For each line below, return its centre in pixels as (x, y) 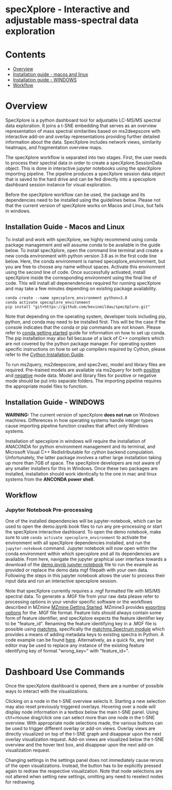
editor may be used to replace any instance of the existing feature (75, 645)
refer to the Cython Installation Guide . (45, 354)
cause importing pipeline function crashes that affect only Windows (77, 426)
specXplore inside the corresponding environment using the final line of (81, 278)
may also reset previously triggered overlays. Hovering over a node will (80, 707)
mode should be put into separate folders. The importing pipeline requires (83, 381)
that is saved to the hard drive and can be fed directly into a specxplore (81, 179)
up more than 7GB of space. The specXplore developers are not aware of (83, 463)
